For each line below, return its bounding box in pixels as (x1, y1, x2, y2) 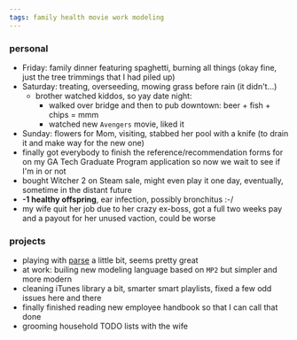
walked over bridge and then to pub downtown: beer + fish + (48, 99, 271, 111)
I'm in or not (21, 166, 66, 176)
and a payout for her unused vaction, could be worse (21, 212, 216, 223)
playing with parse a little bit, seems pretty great (21, 255, 199, 266)
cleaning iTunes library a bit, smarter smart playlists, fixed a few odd (21, 283, 272, 294)
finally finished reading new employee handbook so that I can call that (21, 302, 278, 313)
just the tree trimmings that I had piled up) (21, 72, 176, 82)
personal (9, 42, 49, 54)
